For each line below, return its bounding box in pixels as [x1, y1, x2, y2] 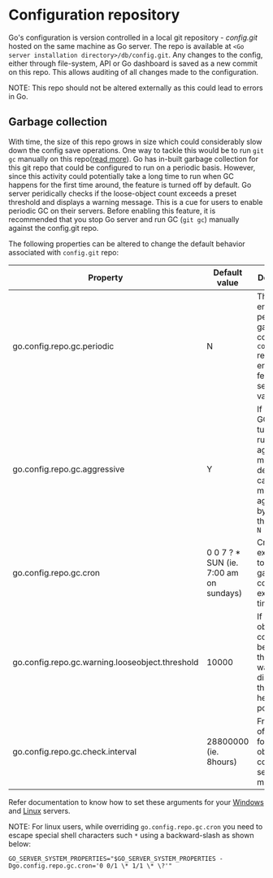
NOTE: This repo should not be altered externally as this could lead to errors [8, 83, 263, 93]
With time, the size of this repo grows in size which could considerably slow [8, 137, 262, 146]
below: [8, 839, 31, 849]
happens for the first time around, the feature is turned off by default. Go [8, 180, 252, 189]
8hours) [206, 756, 237, 767]
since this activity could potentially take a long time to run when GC [8, 171, 234, 180]
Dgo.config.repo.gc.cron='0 [8, 862, 104, 870]
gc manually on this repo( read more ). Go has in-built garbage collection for [8, 154, 258, 163]
